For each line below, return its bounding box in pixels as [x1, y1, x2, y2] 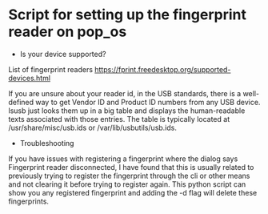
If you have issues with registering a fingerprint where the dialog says [8, 154, 238, 164]
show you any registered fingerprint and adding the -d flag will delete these [8, 188, 258, 197]
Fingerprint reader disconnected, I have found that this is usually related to [8, 162, 254, 172]
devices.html [8, 73, 50, 83]
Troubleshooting [19, 138, 74, 147]
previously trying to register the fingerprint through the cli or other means [8, 171, 250, 180]
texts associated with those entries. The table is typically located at [8, 114, 230, 123]
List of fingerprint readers [8, 64, 94, 74]
